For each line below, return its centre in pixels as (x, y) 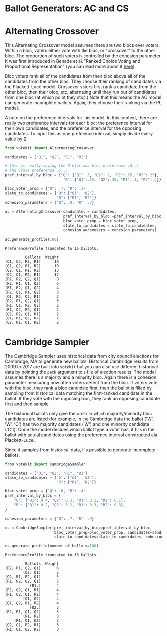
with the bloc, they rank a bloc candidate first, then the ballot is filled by (78, 388)
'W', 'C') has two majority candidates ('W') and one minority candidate (77, 424)
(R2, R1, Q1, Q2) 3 (32, 612)
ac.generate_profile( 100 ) (32, 240)
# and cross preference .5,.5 (37, 170)
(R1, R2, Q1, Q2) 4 (32, 288)
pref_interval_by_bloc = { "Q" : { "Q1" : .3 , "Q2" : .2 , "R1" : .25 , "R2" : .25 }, (82, 175)
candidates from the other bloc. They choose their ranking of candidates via (83, 81)
